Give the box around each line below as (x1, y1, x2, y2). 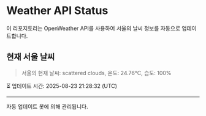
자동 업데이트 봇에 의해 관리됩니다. (6, 103, 88, 110)
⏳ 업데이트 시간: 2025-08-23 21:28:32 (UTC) (6, 82, 118, 89)
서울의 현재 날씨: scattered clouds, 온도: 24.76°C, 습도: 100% (21, 69, 172, 76)
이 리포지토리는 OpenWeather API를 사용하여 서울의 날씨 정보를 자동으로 (6, 24, 181, 32)
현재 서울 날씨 (6, 52, 55, 62)
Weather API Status (6, 4, 109, 18)
